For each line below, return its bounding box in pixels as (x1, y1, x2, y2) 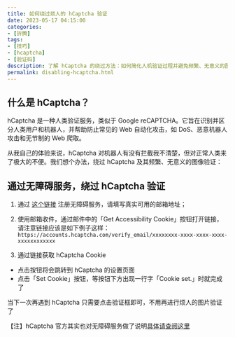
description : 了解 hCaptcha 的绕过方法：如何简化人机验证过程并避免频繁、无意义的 (7, 62, 225, 69)
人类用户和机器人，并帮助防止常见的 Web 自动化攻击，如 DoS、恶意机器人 (13, 125, 228, 134)
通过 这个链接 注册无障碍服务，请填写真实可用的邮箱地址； (17, 200, 187, 209)
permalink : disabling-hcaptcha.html (7, 69, 114, 76)
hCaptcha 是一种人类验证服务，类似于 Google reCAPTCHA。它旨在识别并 (7, 116, 219, 125)
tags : (7, 36, 23, 43)
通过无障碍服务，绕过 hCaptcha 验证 (7, 180, 166, 192)
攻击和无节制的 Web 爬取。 (7, 134, 85, 142)
